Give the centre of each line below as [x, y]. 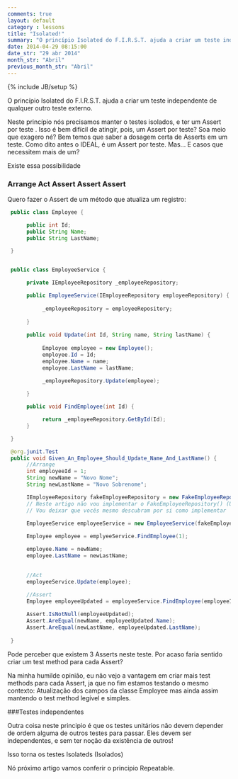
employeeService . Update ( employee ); [79, 581]
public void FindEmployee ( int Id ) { [80, 407]
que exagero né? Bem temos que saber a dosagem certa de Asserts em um [118, 137]
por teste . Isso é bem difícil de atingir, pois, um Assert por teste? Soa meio [117, 129]
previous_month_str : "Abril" [50, 67]
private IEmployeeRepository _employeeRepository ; [102, 283]
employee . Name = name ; [76, 361]
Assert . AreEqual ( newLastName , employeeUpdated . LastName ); [113, 627]
